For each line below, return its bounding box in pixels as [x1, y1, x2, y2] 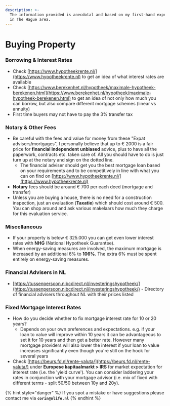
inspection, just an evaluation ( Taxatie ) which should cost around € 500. [12, 200, 164, 206]
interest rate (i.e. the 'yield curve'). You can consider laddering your [12, 369, 154, 375]
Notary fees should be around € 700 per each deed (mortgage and [12, 184, 153, 190]
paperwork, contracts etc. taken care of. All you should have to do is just [12, 151, 164, 157]
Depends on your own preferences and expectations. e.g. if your [20, 326, 155, 332]
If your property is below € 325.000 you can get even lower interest [12, 235, 154, 241]
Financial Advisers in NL [5, 269, 66, 276]
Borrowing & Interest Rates [5, 57, 72, 64]
